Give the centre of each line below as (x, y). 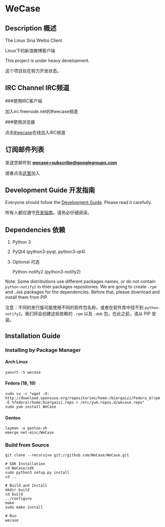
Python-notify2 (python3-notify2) (46, 272)
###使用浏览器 (20, 122)
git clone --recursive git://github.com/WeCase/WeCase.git (67, 455)
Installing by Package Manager (43, 350)
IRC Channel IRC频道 (37, 88)
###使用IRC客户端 (24, 101)
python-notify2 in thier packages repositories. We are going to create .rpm (81, 287)
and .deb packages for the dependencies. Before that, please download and (82, 292)
